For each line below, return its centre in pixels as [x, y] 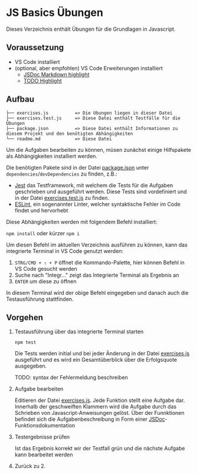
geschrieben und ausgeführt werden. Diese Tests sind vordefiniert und [101, 191]
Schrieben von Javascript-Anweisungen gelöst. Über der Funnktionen [99, 413]
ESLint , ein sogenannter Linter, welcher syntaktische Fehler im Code [98, 204]
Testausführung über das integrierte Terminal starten [79, 332]
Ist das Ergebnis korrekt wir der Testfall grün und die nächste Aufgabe [100, 449]
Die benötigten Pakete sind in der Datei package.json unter [78, 167]
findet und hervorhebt [41, 210]
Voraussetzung [35, 48]
